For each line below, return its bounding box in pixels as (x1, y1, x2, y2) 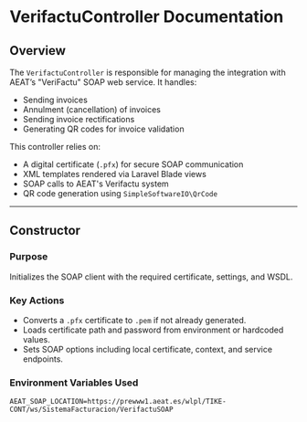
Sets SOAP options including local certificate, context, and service (22, 343, 272, 354)
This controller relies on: (9, 142, 101, 152)
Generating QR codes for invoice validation (22, 123, 185, 134)
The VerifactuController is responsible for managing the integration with (9, 67, 286, 78)
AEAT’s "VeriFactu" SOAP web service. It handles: (9, 77, 197, 88)
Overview (9, 43, 67, 58)
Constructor (9, 223, 80, 238)
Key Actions (9, 294, 65, 307)
